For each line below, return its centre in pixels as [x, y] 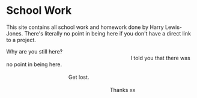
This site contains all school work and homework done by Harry [85, 27]
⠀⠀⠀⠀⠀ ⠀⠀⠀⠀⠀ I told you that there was [98, 58]
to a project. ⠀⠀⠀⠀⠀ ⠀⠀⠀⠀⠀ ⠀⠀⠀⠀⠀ [73, 40]
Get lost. [79, 77]
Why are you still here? [35, 51]
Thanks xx [123, 90]
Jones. [15, 33]
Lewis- [173, 27]
